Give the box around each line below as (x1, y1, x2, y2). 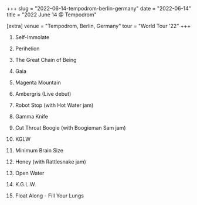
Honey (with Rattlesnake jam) (15, 158, 87, 165)
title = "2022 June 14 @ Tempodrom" (6, 11, 97, 18)
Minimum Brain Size (15, 147, 64, 154)
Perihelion (15, 45, 40, 52)
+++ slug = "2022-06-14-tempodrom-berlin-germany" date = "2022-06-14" (6, 5, 191, 12)
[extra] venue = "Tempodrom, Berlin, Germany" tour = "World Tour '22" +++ (6, 23, 191, 29)
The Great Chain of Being (15, 57, 77, 63)
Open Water (15, 169, 45, 176)
